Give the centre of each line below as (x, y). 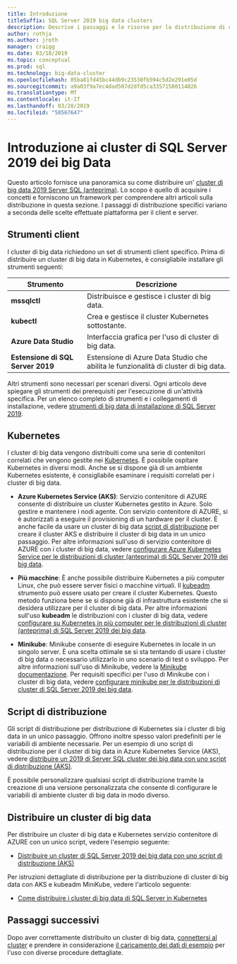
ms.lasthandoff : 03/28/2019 (49, 106)
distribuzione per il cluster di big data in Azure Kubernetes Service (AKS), (114, 752)
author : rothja (30, 34)
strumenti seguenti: (35, 267)
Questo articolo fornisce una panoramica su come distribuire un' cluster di (115, 182)
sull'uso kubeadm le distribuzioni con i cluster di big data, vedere (113, 616)
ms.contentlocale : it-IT (44, 100)
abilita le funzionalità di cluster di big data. (157, 366)
